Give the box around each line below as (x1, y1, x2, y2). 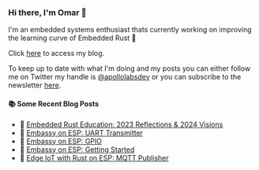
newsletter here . (8, 80, 62, 90)
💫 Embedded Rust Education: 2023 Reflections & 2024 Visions (19, 120, 223, 129)
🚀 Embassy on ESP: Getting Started (19, 145, 135, 154)
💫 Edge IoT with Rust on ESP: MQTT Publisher (19, 153, 170, 162)
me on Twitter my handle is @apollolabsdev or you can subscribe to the (8, 72, 242, 82)
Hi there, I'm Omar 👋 (8, 7, 87, 18)
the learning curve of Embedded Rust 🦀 (8, 33, 137, 42)
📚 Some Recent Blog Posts (8, 98, 99, 109)
